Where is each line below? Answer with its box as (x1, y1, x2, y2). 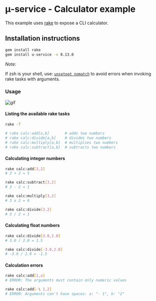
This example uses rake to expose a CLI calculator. (5, 20, 109, 26)
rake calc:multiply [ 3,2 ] (5, 193, 56, 199)
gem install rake (5, 47, 41, 53)
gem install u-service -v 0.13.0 (5, 52, 74, 57)
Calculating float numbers (5, 222, 60, 229)
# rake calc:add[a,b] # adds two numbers (5, 130, 105, 136)
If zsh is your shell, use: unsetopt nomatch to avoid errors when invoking (5, 70, 152, 76)
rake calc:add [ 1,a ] (5, 273, 45, 278)
